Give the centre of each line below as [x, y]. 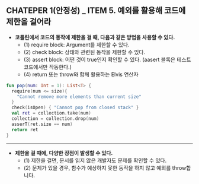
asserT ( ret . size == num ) [42, 124]
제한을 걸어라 [29, 22]
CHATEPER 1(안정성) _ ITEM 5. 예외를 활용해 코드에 [96, 11]
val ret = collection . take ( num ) [52, 113]
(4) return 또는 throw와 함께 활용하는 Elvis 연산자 [81, 74]
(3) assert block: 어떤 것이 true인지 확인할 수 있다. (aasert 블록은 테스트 [107, 59]
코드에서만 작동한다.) [48, 66]
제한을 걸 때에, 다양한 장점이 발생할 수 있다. [64, 153]
